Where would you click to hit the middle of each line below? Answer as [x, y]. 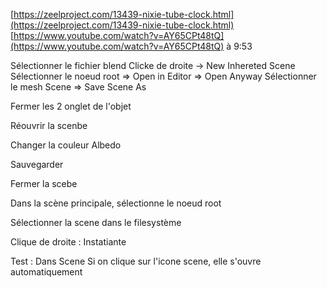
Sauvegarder [37, 164]
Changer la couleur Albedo [66, 145]
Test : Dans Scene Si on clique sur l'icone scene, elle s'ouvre [136, 261]
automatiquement [46, 272]
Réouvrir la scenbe [49, 125]
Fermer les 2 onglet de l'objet [71, 106]
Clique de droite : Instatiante [68, 242]
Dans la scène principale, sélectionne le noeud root [116, 203]
